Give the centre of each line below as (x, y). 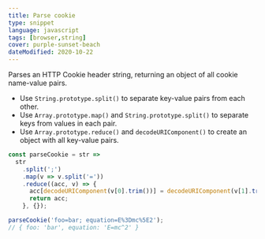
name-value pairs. (38, 83)
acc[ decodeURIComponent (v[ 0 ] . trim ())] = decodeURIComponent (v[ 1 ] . (140, 191)
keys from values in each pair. (68, 123)
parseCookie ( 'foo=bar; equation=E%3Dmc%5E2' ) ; (86, 220)
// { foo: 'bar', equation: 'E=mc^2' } (74, 227)
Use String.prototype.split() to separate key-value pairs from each (132, 98)
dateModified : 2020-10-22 (50, 52)
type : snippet (32, 23)
